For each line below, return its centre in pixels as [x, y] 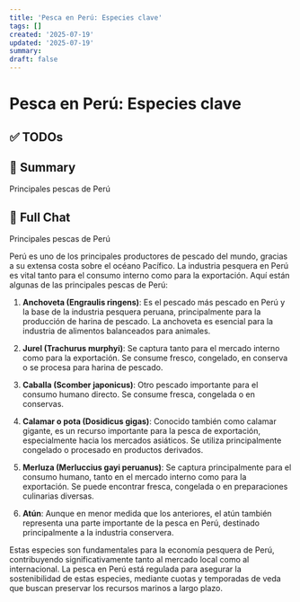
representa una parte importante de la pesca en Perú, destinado [141, 523]
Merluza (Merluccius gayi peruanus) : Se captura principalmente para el [157, 467]
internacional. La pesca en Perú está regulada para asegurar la [126, 569]
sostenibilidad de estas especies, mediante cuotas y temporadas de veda [145, 579]
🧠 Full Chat [40, 217]
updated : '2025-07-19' [52, 43]
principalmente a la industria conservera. [98, 533]
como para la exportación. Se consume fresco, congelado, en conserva [155, 358]
